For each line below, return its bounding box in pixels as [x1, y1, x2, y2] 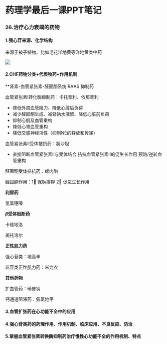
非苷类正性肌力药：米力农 [5, 264, 58, 270]
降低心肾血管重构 [12, 124, 48, 130]
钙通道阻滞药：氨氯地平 [5, 296, 54, 302]
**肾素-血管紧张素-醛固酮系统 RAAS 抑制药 [5, 83, 94, 89]
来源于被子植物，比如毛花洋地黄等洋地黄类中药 [5, 49, 102, 55]
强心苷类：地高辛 [5, 253, 41, 259]
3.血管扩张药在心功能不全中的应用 [5, 308, 76, 314]
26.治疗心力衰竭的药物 [5, 24, 60, 31]
